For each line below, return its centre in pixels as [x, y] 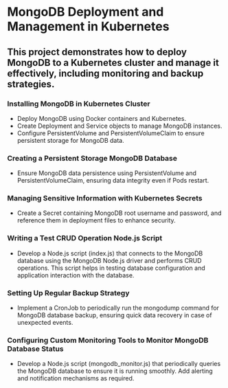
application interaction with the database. [76, 275]
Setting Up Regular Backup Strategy [68, 293]
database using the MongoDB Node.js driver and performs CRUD [109, 260]
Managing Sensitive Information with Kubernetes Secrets [105, 198]
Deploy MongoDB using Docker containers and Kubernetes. [102, 118]
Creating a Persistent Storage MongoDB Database [92, 158]
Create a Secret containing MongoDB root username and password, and [119, 213]
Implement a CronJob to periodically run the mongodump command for [118, 308]
